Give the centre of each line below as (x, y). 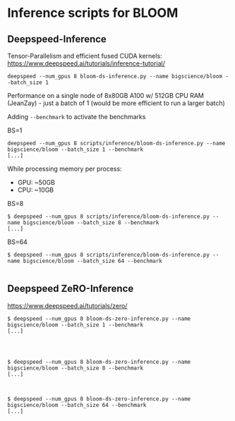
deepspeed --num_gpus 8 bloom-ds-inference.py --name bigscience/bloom (115, 76)
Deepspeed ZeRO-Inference (71, 289)
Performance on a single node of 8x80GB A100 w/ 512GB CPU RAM (106, 96)
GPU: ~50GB (36, 182)
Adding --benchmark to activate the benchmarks (77, 117)
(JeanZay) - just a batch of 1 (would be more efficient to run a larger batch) (116, 103)
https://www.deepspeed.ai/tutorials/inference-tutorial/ (86, 63)
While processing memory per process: (65, 169)
